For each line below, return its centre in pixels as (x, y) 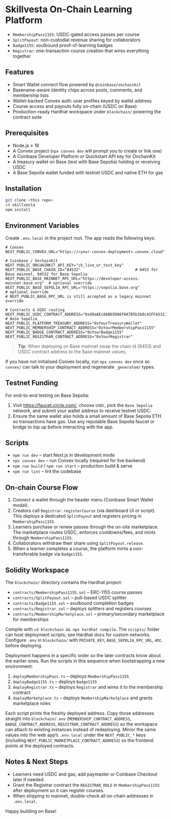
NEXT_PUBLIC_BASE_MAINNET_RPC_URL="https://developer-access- (73, 279)
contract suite (27, 117)
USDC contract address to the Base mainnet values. (72, 351)
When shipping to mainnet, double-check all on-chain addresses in (83, 796)
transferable (25, 554)
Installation (23, 188)
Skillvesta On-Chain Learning (69, 9)
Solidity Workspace (37, 570)
